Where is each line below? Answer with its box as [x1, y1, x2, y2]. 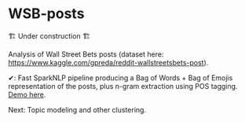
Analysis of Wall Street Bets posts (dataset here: [8, 49, 164, 59]
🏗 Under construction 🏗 [8, 31, 91, 40]
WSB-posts [8, 5, 85, 23]
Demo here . [8, 90, 46, 99]
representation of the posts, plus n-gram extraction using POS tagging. [8, 81, 238, 91]
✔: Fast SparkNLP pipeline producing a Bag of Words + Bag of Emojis [8, 72, 233, 83]
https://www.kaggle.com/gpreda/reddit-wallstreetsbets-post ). [8, 57, 209, 67]
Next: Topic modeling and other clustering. [8, 105, 147, 114]
